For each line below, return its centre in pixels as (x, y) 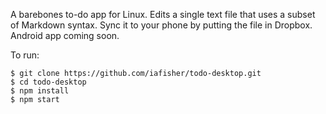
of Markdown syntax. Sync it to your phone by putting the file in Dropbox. (161, 25)
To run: (25, 55)
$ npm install (40, 91)
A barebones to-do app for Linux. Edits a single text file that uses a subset (163, 14)
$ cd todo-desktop (48, 82)
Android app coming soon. (65, 35)
